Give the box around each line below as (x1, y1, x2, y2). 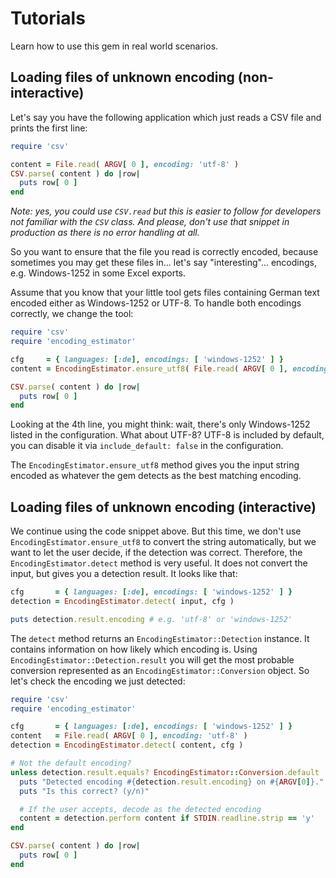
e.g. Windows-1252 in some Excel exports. (10, 267, 187, 279)
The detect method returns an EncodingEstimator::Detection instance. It (10, 632, 310, 644)
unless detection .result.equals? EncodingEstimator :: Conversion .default (10, 767, 320, 777)
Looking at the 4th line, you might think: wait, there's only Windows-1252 (10, 418, 311, 431)
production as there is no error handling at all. (10, 227, 200, 239)
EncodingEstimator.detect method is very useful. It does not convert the (10, 557, 308, 569)
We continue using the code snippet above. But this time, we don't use (10, 525, 302, 537)
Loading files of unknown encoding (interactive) (10, 498, 317, 516)
